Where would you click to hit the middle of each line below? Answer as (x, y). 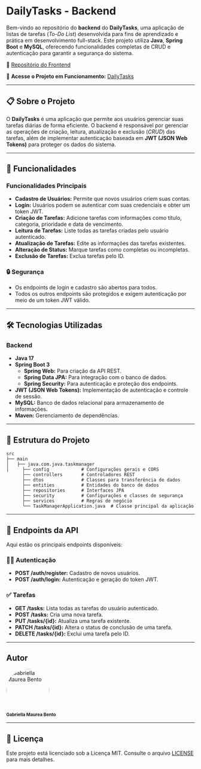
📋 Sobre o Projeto (41, 102)
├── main (17, 459)
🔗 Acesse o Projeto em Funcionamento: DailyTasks (70, 76)
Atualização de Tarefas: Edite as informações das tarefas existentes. (100, 243)
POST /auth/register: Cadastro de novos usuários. (77, 573)
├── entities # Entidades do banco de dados (91, 485)
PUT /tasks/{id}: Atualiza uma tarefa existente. (73, 620)
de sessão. (28, 396)
